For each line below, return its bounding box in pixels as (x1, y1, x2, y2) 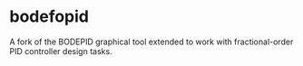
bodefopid (9, 6, 89, 27)
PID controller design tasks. (9, 45, 112, 56)
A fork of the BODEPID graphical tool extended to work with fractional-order (9, 36, 294, 47)
